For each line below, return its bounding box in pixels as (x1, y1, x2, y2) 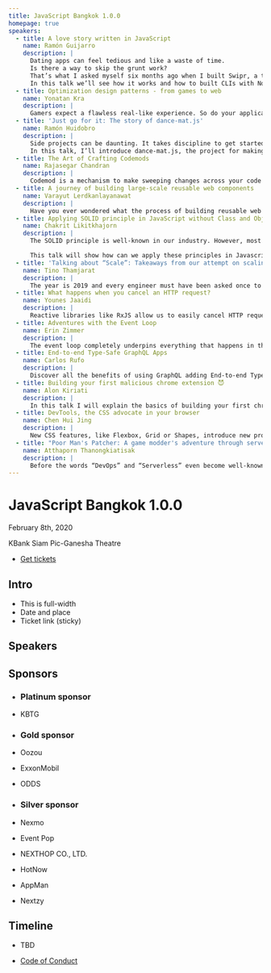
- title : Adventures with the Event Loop (15, 319, 157, 327)
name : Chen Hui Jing (23, 416, 92, 424)
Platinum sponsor (19, 691, 91, 702)
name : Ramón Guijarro (23, 42, 95, 50)
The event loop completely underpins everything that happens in (29, 341, 254, 349)
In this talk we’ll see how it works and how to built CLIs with (29, 79, 254, 87)
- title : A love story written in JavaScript (15, 34, 172, 43)
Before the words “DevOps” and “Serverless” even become (29, 461, 226, 470)
